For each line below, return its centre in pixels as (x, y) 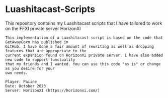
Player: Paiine (21, 81)
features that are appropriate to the (46, 51)
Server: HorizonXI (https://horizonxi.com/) (53, 90)
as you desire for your (30, 68)
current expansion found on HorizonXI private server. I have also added (84, 55)
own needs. (17, 73)
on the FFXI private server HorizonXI (43, 28)
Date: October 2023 (26, 86)
